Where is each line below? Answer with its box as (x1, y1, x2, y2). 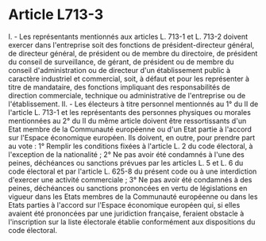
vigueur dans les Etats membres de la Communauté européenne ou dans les (8, 192, 258, 201)
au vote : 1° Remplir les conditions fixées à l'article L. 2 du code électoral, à (8, 141, 253, 151)
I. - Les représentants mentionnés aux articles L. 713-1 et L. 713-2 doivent (8, 32, 249, 41)
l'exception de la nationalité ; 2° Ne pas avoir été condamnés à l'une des (8, 149, 245, 159)
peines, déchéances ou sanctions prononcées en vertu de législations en (8, 183, 248, 193)
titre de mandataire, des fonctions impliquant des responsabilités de (8, 82, 230, 92)
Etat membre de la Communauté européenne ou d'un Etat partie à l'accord (8, 124, 253, 134)
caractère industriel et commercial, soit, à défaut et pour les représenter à (8, 74, 250, 83)
